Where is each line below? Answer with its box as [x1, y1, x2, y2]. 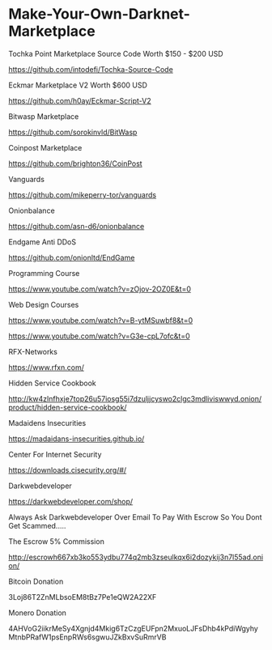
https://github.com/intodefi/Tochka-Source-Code [8, 64, 174, 74]
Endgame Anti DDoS [8, 236, 77, 247]
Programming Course [8, 268, 80, 278]
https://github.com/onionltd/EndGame [8, 253, 135, 262]
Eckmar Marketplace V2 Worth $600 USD [8, 80, 148, 90]
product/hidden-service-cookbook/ [8, 402, 127, 412]
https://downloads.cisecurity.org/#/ [8, 465, 127, 474]
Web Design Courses [8, 300, 79, 309]
